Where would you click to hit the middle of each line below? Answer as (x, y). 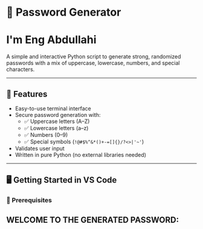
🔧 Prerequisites (29, 200)
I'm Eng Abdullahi (51, 40)
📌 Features (27, 94)
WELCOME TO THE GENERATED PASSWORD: (93, 220)
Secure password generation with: (58, 114)
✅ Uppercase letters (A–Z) (57, 121)
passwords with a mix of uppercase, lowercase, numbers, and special (93, 63)
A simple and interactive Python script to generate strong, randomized (94, 57)
